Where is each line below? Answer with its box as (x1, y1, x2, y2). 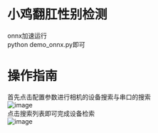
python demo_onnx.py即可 (7, 40, 85, 48)
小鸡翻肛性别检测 (7, 6, 108, 23)
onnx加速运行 (7, 31, 48, 40)
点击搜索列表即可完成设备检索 (7, 109, 95, 117)
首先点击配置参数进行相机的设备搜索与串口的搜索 (7, 92, 151, 101)
